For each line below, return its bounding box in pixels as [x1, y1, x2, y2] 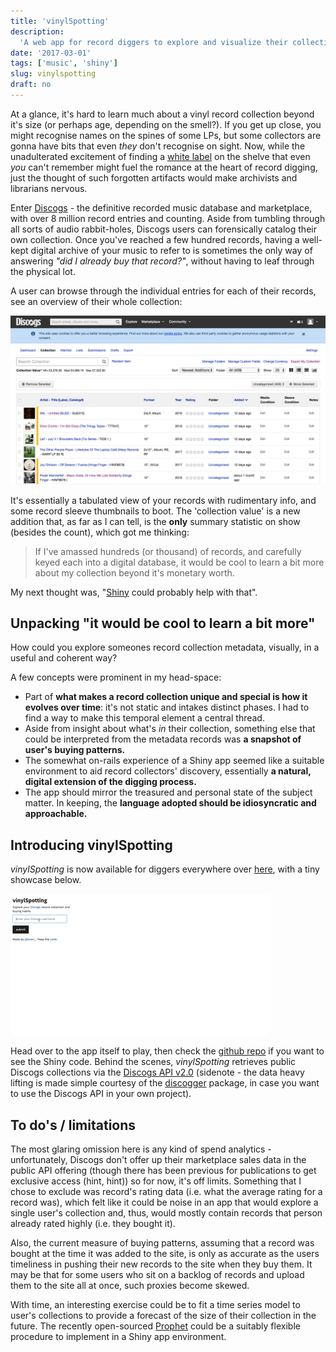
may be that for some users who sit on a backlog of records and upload [10, 1269, 305, 1281]
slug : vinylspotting [10, 69, 97, 79]
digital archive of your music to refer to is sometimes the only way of [30, 244, 313, 256]
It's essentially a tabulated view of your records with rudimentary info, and [10, 494, 317, 506]
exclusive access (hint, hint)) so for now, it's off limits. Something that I [10, 1175, 302, 1187]
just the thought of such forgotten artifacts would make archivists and [10, 171, 298, 184]
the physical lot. [10, 265, 76, 277]
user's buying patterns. [24, 744, 126, 756]
